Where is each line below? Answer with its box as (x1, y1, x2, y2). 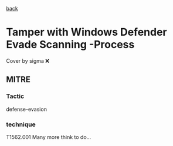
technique (6, 120, 36, 128)
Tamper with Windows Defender (6, 26, 167, 39)
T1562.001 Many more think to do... (6, 133, 91, 140)
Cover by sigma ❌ (6, 57, 50, 64)
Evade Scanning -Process (6, 38, 135, 52)
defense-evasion (6, 106, 47, 113)
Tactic (6, 92, 25, 100)
